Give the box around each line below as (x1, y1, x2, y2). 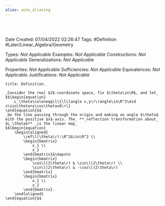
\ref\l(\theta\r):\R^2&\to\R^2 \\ (23, 134, 96, 139)
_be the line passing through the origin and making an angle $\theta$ (5, 112, 158, 117)
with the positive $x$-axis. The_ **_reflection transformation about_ (5, 117, 158, 122)
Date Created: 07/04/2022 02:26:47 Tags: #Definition (5, 36, 117, 42)
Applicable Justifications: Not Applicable (5, 71, 90, 78)
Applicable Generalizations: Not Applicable (5, 56, 95, 63)
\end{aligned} (14, 191, 44, 196)
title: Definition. (5, 81, 46, 86)
